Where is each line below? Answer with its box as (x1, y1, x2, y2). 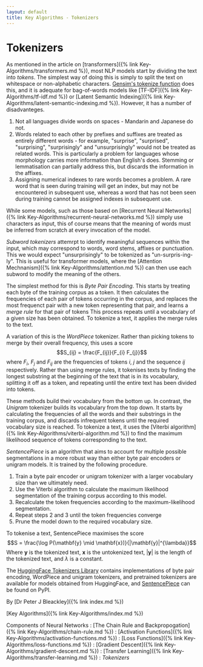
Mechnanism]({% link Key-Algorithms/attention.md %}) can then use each (6, 264, 192, 271)
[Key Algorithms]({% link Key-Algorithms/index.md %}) (6, 610, 144, 617)
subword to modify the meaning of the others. (6, 271, 121, 278)
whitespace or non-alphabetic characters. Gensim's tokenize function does (6, 80, 195, 88)
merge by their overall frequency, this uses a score (6, 339, 133, 347)
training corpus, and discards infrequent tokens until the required (6, 417, 169, 424)
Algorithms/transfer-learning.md (6, 654, 87, 662)
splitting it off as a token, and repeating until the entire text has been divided (6, 379, 197, 387)
